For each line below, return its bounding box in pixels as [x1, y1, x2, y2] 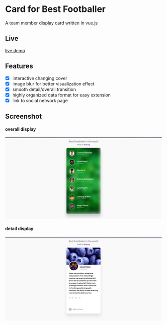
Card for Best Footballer [5, 3, 106, 15]
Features [5, 62, 33, 71]
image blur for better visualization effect [12, 81, 94, 86]
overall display [5, 126, 36, 132]
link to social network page [12, 97, 68, 103]
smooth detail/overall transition [12, 86, 76, 92]
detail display [5, 225, 34, 232]
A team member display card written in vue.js [5, 20, 98, 26]
